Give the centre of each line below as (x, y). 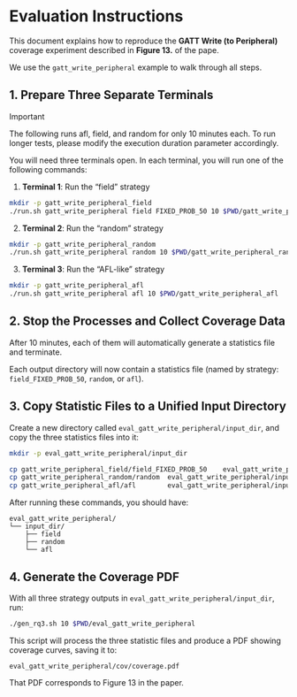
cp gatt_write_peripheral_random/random (85, 478)
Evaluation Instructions (96, 16)
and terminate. (36, 352)
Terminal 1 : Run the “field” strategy (86, 187)
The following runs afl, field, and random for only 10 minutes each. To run (142, 134)
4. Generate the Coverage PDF (94, 577)
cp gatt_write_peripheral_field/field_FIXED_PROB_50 (108, 469)
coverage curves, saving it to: (63, 650)
